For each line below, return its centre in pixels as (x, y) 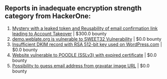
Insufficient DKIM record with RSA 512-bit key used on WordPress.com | (87, 44)
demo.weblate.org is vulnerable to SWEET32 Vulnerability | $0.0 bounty (87, 39)
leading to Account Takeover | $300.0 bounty (59, 33)
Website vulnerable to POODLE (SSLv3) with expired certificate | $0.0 (84, 55)
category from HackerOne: (48, 16)
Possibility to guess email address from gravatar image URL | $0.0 (81, 65)
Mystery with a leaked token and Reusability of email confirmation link (85, 28)
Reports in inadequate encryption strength (73, 8)
